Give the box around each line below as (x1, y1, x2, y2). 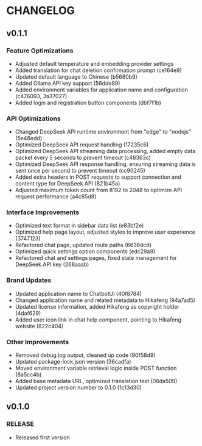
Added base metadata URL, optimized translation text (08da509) (15, 378, 178, 385)
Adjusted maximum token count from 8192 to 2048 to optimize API (15, 187, 183, 194)
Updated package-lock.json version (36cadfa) (15, 358, 131, 365)
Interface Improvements (6, 208, 80, 217)
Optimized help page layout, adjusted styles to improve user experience (15, 228, 196, 236)
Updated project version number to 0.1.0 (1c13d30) (15, 384, 142, 391)
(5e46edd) (15, 135, 43, 142)
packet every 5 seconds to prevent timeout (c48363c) (15, 154, 151, 162)
